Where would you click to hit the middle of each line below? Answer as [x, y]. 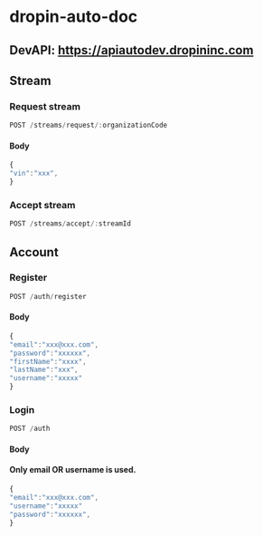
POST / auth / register [48, 296]
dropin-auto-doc [74, 17]
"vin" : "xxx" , [34, 174]
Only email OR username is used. [73, 470]
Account [34, 252]
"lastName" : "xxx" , [44, 370]
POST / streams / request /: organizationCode [89, 125]
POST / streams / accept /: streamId [70, 224]
